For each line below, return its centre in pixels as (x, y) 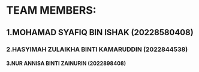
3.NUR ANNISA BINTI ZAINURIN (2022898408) (66, 64)
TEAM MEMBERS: (52, 10)
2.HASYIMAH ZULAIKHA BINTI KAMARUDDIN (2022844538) (97, 49)
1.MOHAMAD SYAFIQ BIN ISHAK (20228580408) (100, 32)
